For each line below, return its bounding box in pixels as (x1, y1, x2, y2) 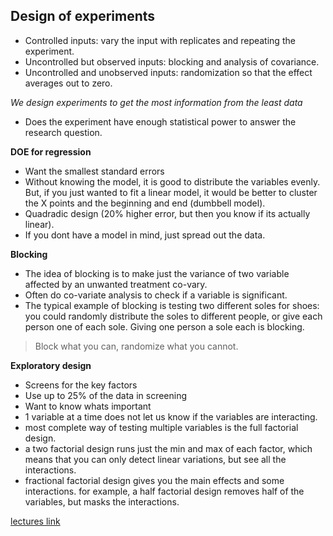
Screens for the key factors (24, 379, 138, 391)
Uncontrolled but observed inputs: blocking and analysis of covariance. (24, 55, 320, 68)
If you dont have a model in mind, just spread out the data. (24, 229, 266, 241)
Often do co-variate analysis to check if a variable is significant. (24, 289, 288, 301)
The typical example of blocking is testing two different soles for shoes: (24, 299, 320, 311)
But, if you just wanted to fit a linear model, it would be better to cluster (24, 186, 318, 198)
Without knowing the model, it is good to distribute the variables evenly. (24, 175, 321, 188)
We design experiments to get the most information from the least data (10, 96, 303, 108)
